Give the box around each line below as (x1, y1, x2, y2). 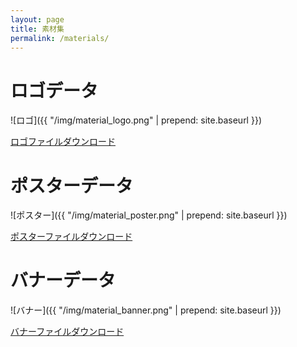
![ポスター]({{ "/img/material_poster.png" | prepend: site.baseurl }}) (10, 209, 288, 221)
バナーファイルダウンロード (10, 326, 125, 338)
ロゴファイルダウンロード (10, 136, 116, 148)
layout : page (10, 14, 65, 25)
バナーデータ (10, 269, 117, 292)
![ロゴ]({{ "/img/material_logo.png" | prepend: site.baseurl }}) (10, 114, 262, 126)
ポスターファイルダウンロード (10, 231, 133, 243)
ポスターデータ (10, 174, 134, 197)
